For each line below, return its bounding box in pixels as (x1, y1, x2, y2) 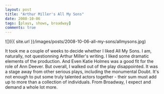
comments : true (5, 25, 36, 30)
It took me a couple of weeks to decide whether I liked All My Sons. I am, (5, 48, 152, 54)
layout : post (5, 7, 32, 12)
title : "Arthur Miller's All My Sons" (5, 12, 84, 17)
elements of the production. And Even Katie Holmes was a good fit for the (5, 58, 154, 64)
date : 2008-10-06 (5, 16, 41, 21)
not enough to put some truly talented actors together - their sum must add (5, 74, 157, 80)
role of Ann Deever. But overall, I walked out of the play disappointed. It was (5, 64, 158, 70)
